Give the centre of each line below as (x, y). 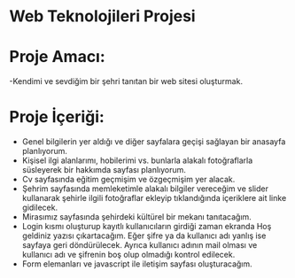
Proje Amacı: (58, 57)
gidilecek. (40, 208)
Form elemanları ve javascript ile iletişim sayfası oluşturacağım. (137, 264)
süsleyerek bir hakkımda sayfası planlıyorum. (104, 170)
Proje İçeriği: (57, 117)
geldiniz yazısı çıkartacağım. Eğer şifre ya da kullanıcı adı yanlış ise (144, 236)
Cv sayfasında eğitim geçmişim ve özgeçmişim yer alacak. (128, 180)
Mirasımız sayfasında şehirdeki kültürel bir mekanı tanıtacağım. (137, 217)
